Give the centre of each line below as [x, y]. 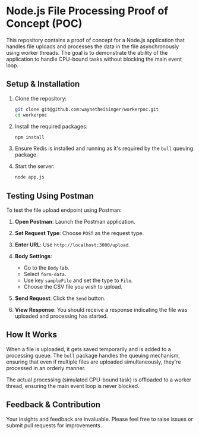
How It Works [32, 335]
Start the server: [35, 166]
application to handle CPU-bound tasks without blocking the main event [94, 59]
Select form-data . [45, 274]
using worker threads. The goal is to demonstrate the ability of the [87, 52]
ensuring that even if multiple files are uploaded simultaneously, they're [94, 362]
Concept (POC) [44, 24]
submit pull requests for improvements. [54, 425]
